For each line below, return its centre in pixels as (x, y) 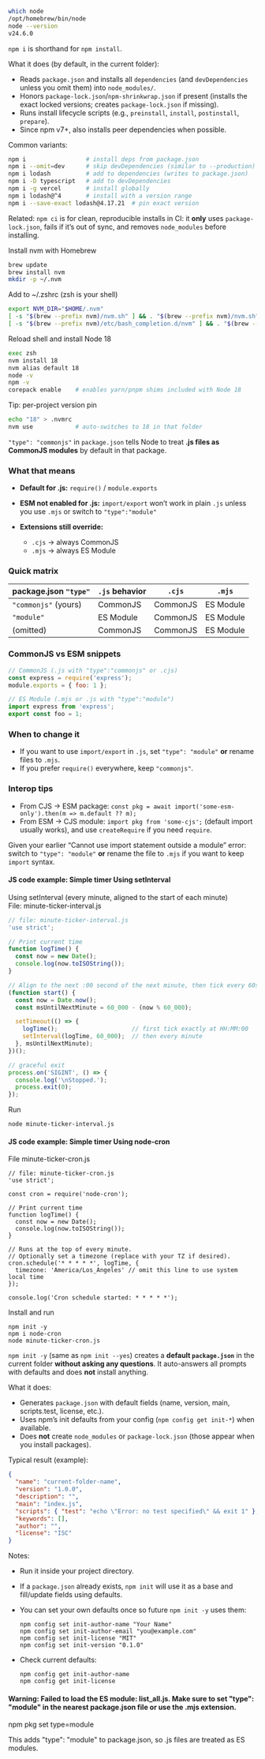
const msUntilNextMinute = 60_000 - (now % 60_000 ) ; (104, 1007)
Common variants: (38, 144)
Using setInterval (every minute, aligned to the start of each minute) (118, 897)
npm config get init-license (67, 1682)
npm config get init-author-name (75, 1675)
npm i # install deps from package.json (104, 159)
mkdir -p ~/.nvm (35, 279)
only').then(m (43, 813)
